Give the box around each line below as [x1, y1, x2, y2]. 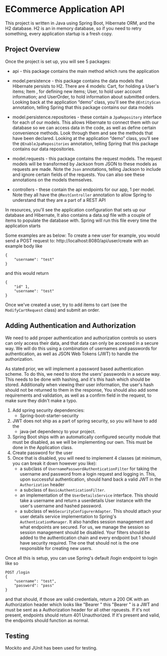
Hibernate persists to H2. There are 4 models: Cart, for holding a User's [12, 83, 159, 89]
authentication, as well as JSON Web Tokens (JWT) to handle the [5, 351, 139, 357]
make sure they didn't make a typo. [5, 397, 78, 403]
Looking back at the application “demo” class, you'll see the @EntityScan [12, 99, 161, 105]
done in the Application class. [12, 444, 73, 450]
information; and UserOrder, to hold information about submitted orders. [12, 93, 161, 99]
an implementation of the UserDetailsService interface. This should [19, 492, 158, 498]
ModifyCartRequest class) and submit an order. [5, 307, 100, 313]
